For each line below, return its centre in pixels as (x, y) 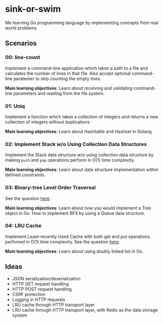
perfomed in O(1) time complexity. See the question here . (63, 241)
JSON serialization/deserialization (46, 278)
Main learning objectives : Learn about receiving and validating (69, 88)
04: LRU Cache (23, 226)
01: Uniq (15, 106)
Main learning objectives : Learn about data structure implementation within (82, 170)
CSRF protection (29, 294)
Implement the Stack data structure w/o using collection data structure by (79, 155)
